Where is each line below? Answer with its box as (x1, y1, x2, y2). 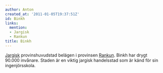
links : (5, 20, 19, 26)
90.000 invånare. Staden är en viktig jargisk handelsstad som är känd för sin (5, 57, 159, 63)
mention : (9, 25, 27, 30)
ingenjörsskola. (5, 62, 36, 68)
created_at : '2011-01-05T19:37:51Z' (5, 12, 80, 17)
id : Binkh (5, 16, 25, 21)
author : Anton (5, 7, 34, 12)
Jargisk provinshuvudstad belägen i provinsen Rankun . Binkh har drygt (5, 52, 147, 58)
